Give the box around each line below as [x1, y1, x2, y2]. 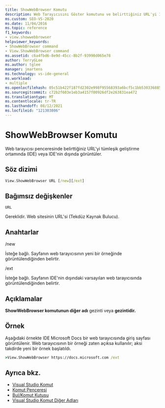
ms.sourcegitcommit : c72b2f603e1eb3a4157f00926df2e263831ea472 [5, 90, 137, 95]
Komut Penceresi [12, 387, 47, 393]
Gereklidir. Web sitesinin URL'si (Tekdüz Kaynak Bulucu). [5, 214, 119, 220]
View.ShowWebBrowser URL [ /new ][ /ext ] [5, 178, 84, 183]
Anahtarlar [5, 228, 39, 236]
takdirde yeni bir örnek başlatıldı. [5, 345, 71, 351]
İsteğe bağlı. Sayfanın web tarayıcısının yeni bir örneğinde [5, 251, 122, 257]
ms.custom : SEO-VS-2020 [5, 16, 54, 21]
